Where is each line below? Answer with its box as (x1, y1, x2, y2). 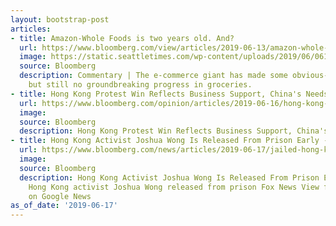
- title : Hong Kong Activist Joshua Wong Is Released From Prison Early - (10, 136, 329, 146)
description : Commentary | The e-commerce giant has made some (19, 71, 288, 81)
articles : (10, 24, 52, 34)
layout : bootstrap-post (10, 14, 110, 25)
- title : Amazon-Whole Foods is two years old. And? (10, 33, 235, 43)
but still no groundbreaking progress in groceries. (28, 80, 253, 90)
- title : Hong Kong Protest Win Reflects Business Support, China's (10, 89, 302, 99)
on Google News (28, 191, 92, 201)
